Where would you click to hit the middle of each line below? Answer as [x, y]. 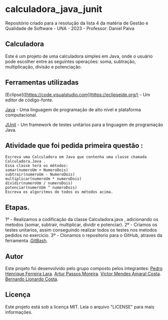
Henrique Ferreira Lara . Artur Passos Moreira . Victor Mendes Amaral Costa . [83, 274]
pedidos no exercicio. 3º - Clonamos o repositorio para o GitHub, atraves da [84, 235]
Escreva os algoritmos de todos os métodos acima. [59, 192]
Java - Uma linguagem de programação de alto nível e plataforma [73, 109]
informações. [19, 312]
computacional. [21, 115]
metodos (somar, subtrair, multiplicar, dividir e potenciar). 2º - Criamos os [81, 225]
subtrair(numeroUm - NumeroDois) [40, 174]
